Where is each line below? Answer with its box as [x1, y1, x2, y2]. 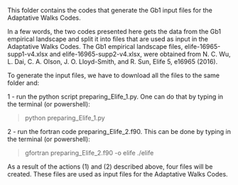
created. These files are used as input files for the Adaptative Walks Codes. [7, 170, 229, 178]
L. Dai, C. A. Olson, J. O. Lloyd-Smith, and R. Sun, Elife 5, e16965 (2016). [7, 57, 218, 66]
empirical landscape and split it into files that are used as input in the [7, 35, 208, 43]
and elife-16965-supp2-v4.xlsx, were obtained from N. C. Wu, [49, 50, 231, 58]
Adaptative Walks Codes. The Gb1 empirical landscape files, [7, 43, 183, 50]
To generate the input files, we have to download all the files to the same [7, 71, 220, 79]
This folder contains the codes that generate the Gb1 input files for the [7, 6, 213, 14]
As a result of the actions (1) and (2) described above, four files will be [7, 162, 213, 171]
